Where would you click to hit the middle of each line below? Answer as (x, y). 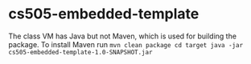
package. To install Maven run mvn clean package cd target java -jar (126, 44)
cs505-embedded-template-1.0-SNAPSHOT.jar (80, 52)
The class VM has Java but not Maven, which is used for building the (123, 36)
